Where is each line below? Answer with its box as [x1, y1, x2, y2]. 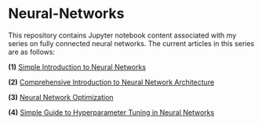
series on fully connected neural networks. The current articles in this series [8, 38, 255, 48]
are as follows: [8, 47, 56, 56]
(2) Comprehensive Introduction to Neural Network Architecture [8, 77, 215, 87]
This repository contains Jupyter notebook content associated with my [8, 30, 237, 40]
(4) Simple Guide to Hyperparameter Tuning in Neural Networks [8, 107, 215, 117]
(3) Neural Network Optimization [8, 92, 114, 102]
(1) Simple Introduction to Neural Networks [8, 62, 147, 71]
